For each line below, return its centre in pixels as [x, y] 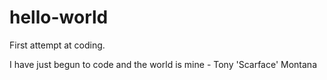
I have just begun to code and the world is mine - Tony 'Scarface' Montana [163, 64]
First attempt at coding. [57, 45]
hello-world [59, 17]
